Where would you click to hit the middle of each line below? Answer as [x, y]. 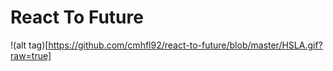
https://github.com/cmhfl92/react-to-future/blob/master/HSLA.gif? [185, 45]
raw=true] [31, 55]
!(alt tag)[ [29, 45]
